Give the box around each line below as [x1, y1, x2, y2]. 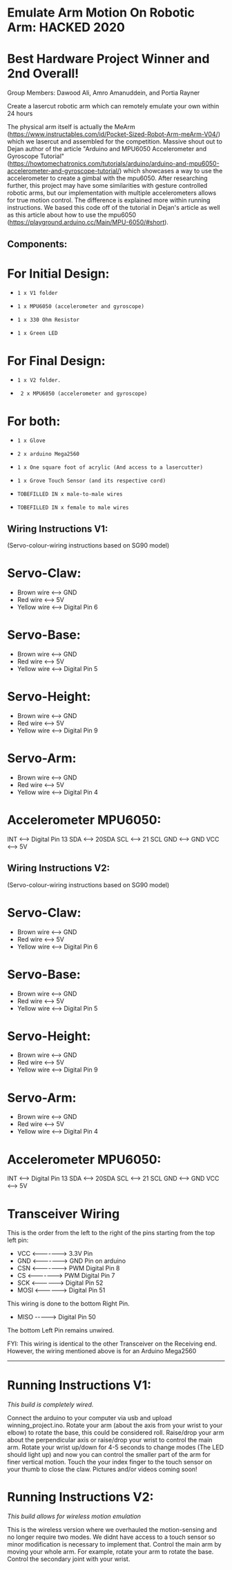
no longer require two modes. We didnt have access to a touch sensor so [7, 1533, 215, 1541]
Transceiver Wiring [7, 1206, 120, 1221]
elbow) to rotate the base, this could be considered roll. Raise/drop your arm [7, 1428, 224, 1437]
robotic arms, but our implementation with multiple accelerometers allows [7, 188, 217, 197]
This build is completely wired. [7, 1400, 94, 1409]
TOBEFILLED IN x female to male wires [17, 504, 129, 512]
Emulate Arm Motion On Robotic [7, 5, 195, 21]
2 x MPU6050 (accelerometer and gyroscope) [20, 390, 148, 398]
